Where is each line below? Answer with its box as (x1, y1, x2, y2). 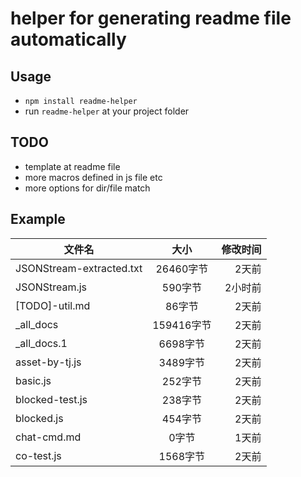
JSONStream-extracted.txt (15, 261, 143, 275)
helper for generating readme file (10, 7, 292, 30)
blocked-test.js (15, 392, 88, 406)
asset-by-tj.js (15, 355, 82, 369)
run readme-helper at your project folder (24, 105, 190, 117)
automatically (10, 28, 127, 51)
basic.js (15, 373, 52, 387)
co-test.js (15, 448, 62, 462)
